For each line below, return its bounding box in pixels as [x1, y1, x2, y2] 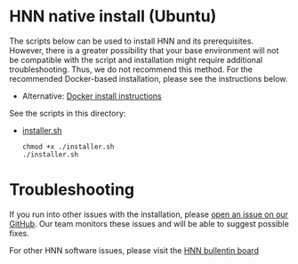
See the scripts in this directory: [9, 108, 126, 118]
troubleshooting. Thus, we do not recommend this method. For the [9, 64, 254, 75]
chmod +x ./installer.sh [21, 142, 115, 151]
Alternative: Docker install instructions [21, 91, 162, 101]
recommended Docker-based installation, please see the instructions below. [9, 73, 288, 84]
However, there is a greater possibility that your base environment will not [9, 44, 279, 55]
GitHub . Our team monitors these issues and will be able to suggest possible [9, 218, 289, 228]
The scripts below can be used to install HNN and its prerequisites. [9, 36, 254, 46]
